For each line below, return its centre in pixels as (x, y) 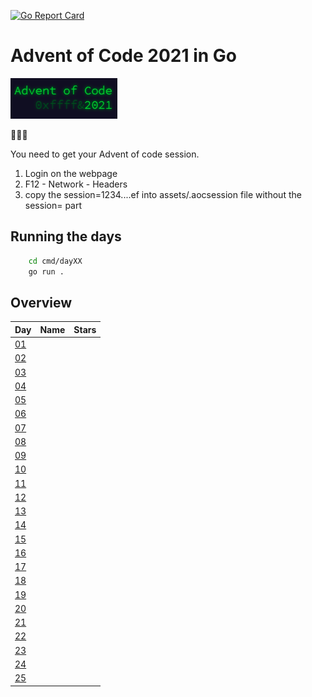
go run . (46, 271)
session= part (53, 205)
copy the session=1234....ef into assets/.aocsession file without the (163, 194)
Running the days (66, 236)
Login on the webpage (71, 173)
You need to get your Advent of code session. (105, 154)
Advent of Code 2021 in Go (123, 56)
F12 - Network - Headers (76, 184)
